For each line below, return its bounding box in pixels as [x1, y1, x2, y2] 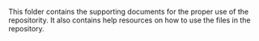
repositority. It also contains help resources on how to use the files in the [8, 15, 251, 25]
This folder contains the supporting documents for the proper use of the [8, 7, 249, 16]
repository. [8, 24, 45, 33]
